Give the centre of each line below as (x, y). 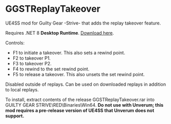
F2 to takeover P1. (32, 58)
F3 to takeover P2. (32, 63)
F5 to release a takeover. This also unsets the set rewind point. (79, 74)
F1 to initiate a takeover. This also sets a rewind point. (69, 53)
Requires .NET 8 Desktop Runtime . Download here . (60, 33)
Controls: (15, 43)
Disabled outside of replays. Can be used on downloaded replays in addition (86, 84)
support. (15, 116)
